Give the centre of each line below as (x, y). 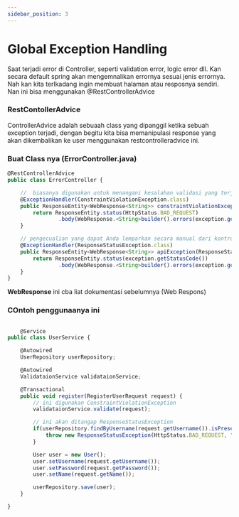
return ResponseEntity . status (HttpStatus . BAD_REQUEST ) (116, 213)
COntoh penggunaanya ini (54, 310)
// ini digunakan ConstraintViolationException (105, 403)
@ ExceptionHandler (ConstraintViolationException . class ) (105, 200)
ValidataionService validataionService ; (81, 376)
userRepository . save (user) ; (74, 487)
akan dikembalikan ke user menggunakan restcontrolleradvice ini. (103, 140)
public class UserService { (49, 338)
